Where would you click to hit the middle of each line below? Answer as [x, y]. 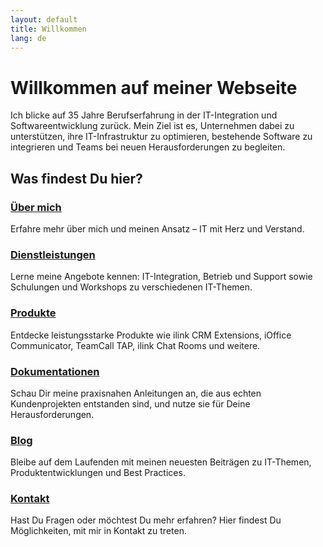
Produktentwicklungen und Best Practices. [98, 473]
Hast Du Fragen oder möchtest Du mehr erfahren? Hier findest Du [146, 520]
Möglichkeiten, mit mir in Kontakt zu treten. [98, 531]
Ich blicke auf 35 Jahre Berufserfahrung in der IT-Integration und [144, 115]
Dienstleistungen [53, 254]
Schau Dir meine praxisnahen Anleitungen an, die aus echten [136, 393]
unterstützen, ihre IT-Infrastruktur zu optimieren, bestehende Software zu [161, 137]
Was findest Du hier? [76, 178]
